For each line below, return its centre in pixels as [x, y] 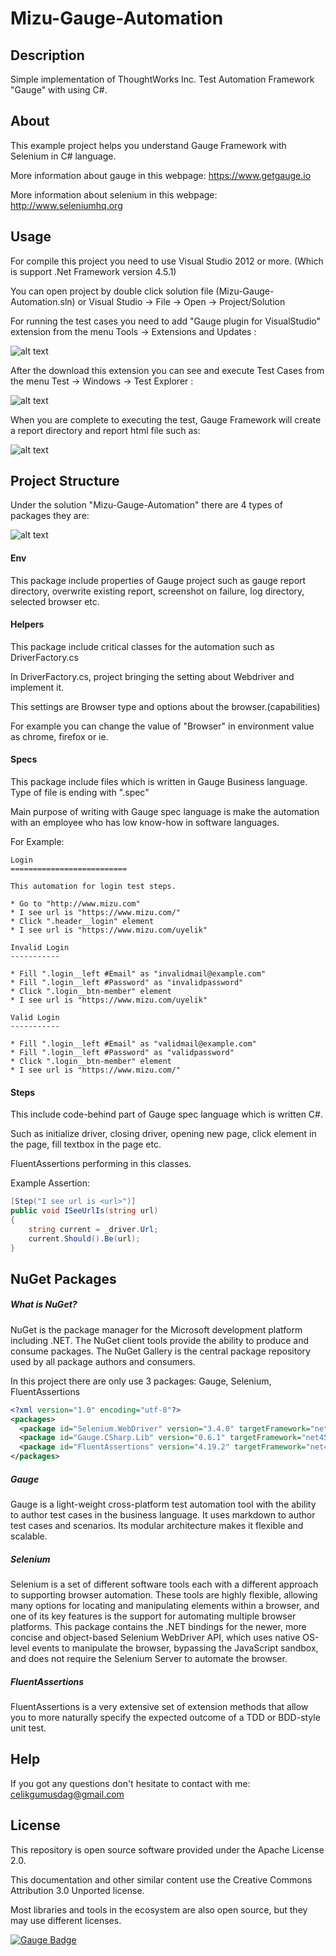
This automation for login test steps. [93, 887]
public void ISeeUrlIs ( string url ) [84, 1211]
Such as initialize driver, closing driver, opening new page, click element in [163, 1134]
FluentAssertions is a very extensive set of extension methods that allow [159, 1707]
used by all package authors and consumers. [103, 1361]
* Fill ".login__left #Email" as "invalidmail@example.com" [138, 974]
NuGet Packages [63, 1278]
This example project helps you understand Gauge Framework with [148, 145]
